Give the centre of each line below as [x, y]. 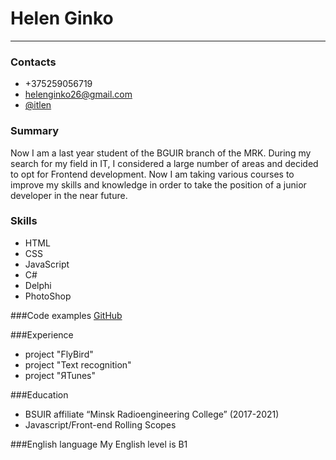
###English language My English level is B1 [99, 444]
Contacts [33, 62]
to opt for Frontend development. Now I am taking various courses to [152, 174]
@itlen [38, 105]
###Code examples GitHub [66, 315]
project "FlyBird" [59, 354]
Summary [35, 131]
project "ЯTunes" [60, 375]
